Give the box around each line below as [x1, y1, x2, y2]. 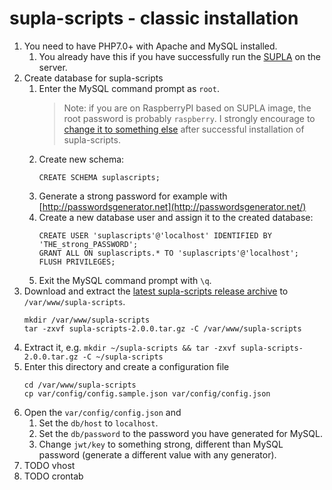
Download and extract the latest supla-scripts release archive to [23, 285, 289, 297]
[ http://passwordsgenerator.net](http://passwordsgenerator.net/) [38, 200, 307, 212]
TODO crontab [23, 470, 84, 482]
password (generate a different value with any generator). [38, 448, 277, 461]
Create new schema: [38, 153, 125, 165]
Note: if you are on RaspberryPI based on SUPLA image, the [63, 102, 312, 114]
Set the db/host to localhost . [38, 417, 159, 429]
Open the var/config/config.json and [23, 406, 182, 418]
